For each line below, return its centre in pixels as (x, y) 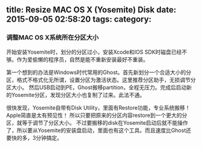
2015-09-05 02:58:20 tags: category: (79, 20)
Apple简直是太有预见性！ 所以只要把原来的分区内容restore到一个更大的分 (97, 115)
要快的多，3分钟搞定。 (34, 137)
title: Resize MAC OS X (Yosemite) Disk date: (91, 10)
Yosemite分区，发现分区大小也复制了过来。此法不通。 (78, 95)
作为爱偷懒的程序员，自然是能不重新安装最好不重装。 (82, 59)
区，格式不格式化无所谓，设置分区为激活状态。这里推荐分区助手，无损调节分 (101, 80)
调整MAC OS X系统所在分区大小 (53, 37)
